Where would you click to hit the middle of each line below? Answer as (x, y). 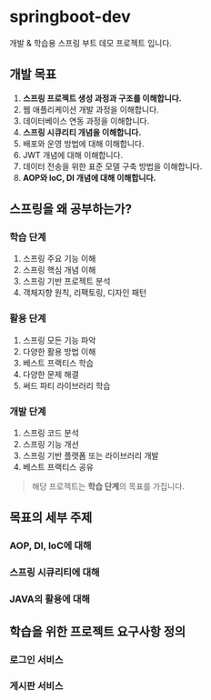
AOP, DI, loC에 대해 (50, 545)
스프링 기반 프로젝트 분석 (66, 281)
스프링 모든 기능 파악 (59, 340)
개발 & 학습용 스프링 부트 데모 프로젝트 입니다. (91, 43)
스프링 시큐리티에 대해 (55, 573)
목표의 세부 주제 (51, 518)
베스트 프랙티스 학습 (58, 363)
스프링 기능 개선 (50, 445)
